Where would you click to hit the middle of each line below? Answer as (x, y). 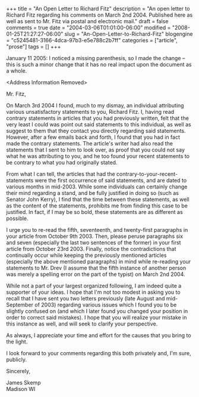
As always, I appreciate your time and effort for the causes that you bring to (99, 335)
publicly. (16, 359)
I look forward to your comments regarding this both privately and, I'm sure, (99, 353)
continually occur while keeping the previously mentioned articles (86, 255)
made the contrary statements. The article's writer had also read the (90, 143)
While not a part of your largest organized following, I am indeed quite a (94, 286)
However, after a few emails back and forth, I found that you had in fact (93, 137)
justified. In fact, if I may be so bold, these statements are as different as (94, 212)
